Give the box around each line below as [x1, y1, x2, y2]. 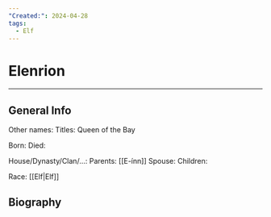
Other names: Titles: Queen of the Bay [8, 125, 135, 135]
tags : [8, 19, 27, 27]
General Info [8, 103, 72, 117]
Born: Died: [8, 140, 46, 150]
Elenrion [8, 61, 66, 80]
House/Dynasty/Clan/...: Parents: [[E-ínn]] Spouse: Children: [8, 156, 208, 166]
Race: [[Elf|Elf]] [8, 172, 59, 182]
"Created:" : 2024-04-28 [8, 11, 89, 20]
